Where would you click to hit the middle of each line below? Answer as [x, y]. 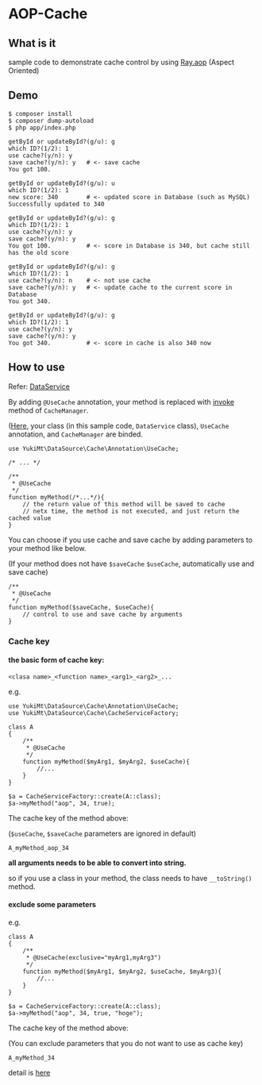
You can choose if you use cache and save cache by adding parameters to [130, 540]
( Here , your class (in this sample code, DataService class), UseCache [119, 425]
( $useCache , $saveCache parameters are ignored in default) [102, 833]
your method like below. [47, 548]
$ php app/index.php [42, 128]
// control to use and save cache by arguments [102, 614]
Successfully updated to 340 [56, 204]
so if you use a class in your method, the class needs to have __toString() [130, 878]
